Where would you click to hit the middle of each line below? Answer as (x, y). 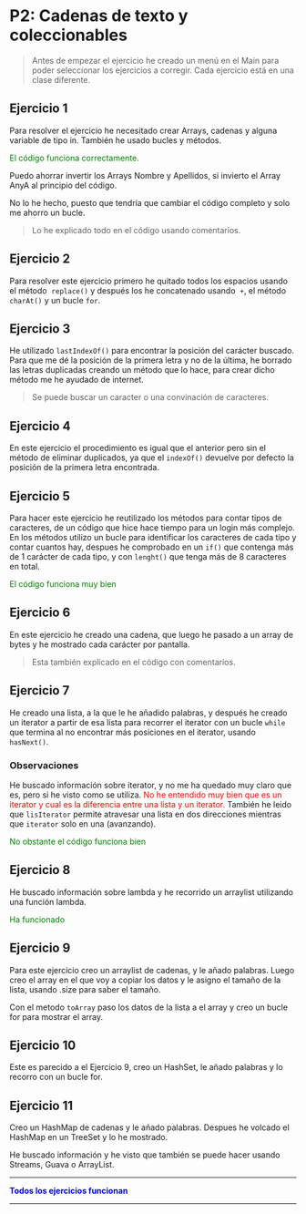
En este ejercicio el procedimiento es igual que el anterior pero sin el (138, 448)
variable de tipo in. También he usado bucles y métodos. (116, 140)
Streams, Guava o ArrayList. (62, 1165)
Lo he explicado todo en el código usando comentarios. (136, 230)
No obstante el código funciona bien (78, 841)
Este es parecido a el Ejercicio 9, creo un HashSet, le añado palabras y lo (147, 1067)
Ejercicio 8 (40, 870)
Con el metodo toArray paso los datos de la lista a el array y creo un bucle (149, 1007)
